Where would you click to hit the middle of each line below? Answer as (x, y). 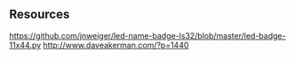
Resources (40, 15)
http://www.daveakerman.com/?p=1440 (116, 45)
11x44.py (25, 45)
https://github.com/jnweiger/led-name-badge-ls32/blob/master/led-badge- (147, 35)
